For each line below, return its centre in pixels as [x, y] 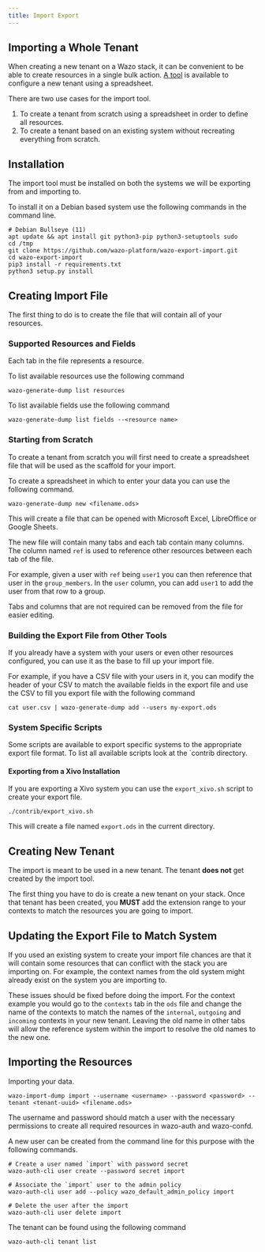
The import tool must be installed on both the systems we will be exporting [129, 184]
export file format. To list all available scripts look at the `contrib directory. [128, 753]
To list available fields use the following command [89, 405]
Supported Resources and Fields [72, 343]
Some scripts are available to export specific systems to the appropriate [125, 745]
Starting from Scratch [50, 440]
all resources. [42, 123]
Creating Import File [58, 296]
